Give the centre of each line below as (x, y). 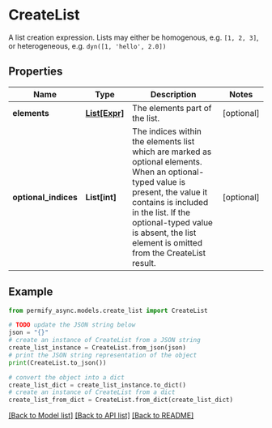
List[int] (101, 197)
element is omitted (167, 242)
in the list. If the (161, 212)
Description (173, 94)
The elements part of (172, 108)
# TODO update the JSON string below (72, 325)
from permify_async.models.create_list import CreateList (108, 310)
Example (31, 292)
